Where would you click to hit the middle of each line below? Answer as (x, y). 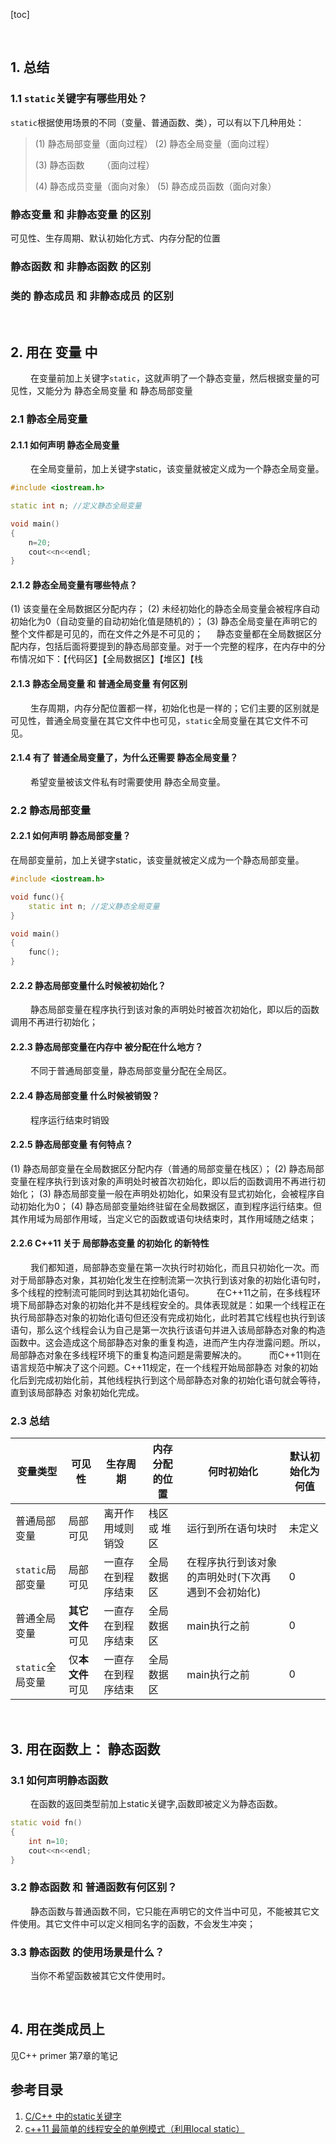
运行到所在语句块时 (232, 1529)
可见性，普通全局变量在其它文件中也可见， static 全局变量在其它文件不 (155, 720)
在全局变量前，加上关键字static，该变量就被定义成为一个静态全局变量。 (177, 469)
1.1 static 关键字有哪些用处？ (79, 99)
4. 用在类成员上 (57, 2029)
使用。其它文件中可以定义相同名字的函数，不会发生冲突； (137, 1923)
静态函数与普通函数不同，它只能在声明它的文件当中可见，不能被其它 (170, 1911)
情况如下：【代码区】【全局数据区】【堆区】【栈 (110, 659)
